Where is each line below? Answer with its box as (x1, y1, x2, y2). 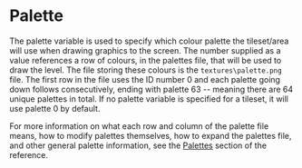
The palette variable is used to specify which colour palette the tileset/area (9, 35, 289, 46)
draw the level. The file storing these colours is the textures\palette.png (9, 64, 283, 75)
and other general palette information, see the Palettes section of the (9, 140, 268, 151)
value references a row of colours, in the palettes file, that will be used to (9, 54, 282, 65)
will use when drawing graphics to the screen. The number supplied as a (9, 44, 281, 55)
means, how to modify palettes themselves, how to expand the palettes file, (9, 130, 292, 141)
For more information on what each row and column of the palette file (9, 120, 269, 132)
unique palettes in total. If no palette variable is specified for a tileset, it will (9, 93, 288, 104)
